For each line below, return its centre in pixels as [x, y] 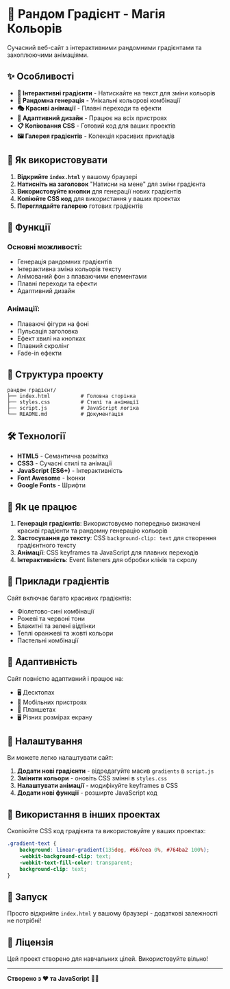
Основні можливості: [44, 246]
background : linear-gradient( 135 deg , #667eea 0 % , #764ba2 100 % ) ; [115, 850]
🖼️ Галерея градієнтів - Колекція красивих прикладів [96, 136]
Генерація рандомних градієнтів [64, 262]
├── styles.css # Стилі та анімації [73, 402]
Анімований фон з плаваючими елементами [82, 277]
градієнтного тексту [47, 545]
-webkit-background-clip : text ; [65, 856]
